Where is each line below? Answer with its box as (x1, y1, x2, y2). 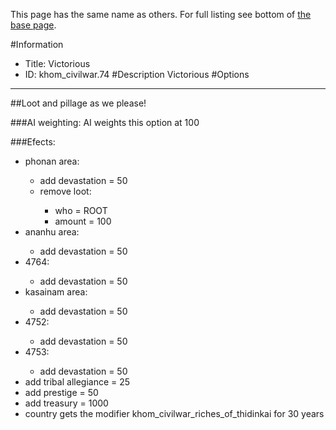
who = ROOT (54, 205, 108, 216)
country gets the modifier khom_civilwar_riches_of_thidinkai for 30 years (24, 408, 325, 419)
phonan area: (24, 155, 80, 167)
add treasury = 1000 (24, 397, 109, 409)
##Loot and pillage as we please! (10, 97, 147, 109)
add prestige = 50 (24, 387, 99, 398)
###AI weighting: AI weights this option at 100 (10, 117, 200, 128)
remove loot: (39, 185, 92, 197)
